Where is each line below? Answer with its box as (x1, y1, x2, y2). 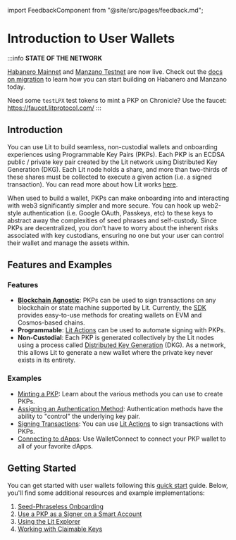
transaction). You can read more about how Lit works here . (7, 180, 178, 189)
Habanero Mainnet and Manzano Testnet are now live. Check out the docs (7, 67, 223, 76)
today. (7, 82, 26, 91)
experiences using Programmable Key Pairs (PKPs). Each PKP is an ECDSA (7, 150, 225, 158)
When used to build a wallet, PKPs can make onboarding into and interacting (7, 194, 230, 202)
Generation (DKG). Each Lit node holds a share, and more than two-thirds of (7, 165, 228, 173)
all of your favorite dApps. (17, 441, 94, 450)
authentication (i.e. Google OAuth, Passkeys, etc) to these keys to (23, 208, 213, 217)
